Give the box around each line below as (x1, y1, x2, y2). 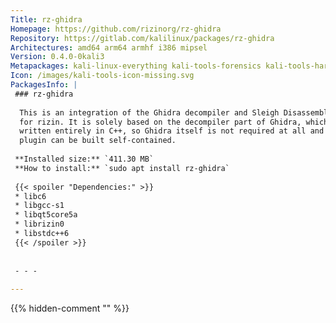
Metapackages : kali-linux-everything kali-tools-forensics (10, 61, 262, 71)
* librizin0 (14, 219, 65, 230)
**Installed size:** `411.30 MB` (14, 154, 155, 164)
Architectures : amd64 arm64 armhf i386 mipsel (10, 42, 208, 53)
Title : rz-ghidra (10, 14, 83, 25)
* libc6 (14, 191, 47, 201)
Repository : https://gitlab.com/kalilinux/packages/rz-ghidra (10, 33, 275, 43)
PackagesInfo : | (10, 80, 78, 90)
